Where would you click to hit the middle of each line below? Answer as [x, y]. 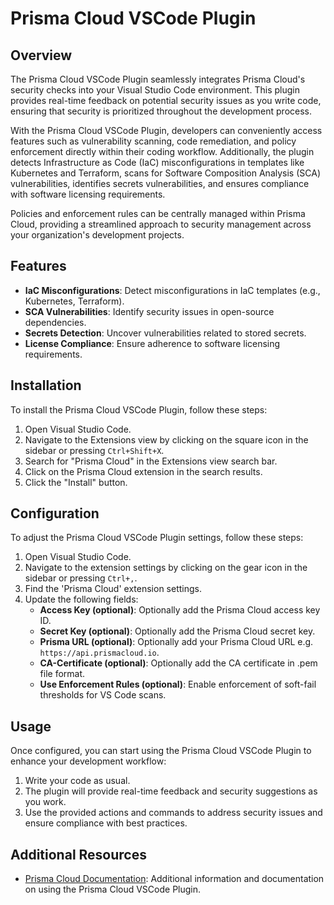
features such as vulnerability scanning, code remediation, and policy [153, 141]
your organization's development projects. [97, 235]
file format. [62, 674]
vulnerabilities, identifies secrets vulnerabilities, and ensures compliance [160, 183]
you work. [45, 802]
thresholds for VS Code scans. [103, 695]
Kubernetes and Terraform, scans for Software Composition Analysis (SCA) [165, 173]
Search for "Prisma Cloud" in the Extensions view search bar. [151, 461]
